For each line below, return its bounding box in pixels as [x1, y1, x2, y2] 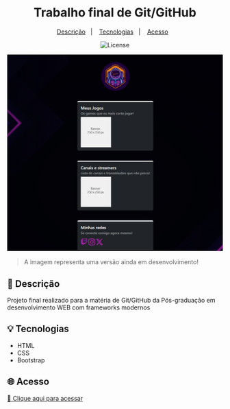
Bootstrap [16, 355, 45, 364]
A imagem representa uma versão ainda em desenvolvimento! [23, 258, 199, 266]
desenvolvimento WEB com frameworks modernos [7, 303, 151, 312]
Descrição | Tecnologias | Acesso [57, 27, 169, 36]
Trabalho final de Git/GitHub [34, 5, 196, 21]
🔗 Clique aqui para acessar [7, 394, 84, 402]
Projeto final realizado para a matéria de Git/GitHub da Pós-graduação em [7, 296, 216, 304]
